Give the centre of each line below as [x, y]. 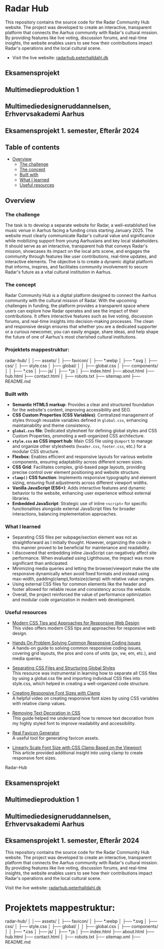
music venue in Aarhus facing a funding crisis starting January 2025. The [79, 230]
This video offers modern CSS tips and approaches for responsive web [84, 628]
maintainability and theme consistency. [51, 425]
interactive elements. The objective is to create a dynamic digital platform [79, 262]
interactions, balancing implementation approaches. [65, 514]
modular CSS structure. [36, 451]
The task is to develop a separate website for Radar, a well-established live [81, 225]
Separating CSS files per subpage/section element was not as [75, 537]
